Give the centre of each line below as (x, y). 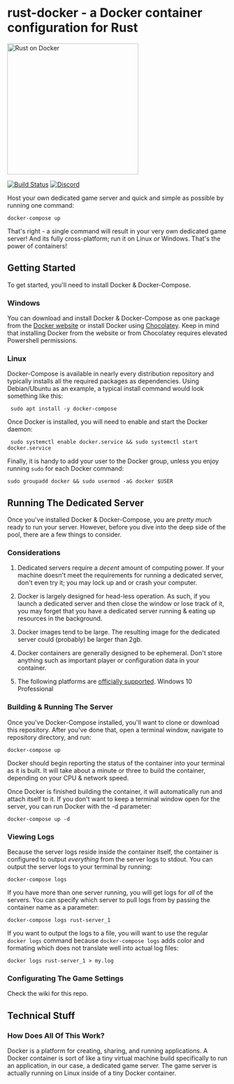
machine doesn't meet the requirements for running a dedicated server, (120, 576)
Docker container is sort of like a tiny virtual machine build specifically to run (117, 1058)
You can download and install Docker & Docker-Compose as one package (114, 318)
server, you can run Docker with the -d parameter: (80, 806)
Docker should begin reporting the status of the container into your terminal (116, 763)
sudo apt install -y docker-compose (64, 409)
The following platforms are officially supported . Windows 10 (105, 682)
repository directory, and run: (50, 737)
